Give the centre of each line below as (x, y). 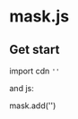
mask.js (39, 17)
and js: (22, 88)
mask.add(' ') (33, 106)
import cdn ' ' (35, 71)
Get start (35, 50)
